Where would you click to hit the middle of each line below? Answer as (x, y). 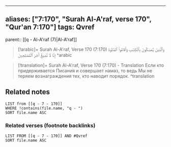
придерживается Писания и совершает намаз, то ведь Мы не (85, 70)
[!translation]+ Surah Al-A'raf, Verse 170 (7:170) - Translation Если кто (91, 65)
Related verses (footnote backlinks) (50, 125)
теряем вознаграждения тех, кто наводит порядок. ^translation (86, 76)
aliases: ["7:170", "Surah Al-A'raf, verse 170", (78, 19)
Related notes (27, 92)
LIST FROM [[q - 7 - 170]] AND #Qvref (46, 136)
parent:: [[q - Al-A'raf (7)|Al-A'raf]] (41, 39)
